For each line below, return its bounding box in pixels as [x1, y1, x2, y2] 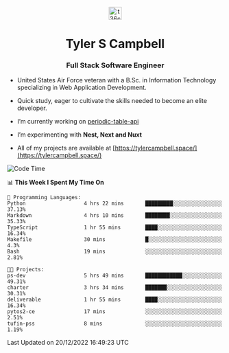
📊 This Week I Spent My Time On [7, 179, 104, 187]
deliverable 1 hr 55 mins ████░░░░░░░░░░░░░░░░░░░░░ [7, 296, 223, 304]
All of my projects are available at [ [16, 144, 115, 152]
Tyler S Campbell [65, 36, 165, 52]
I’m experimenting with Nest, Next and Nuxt [16, 130, 143, 139]
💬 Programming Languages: [7, 194, 81, 201]
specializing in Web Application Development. [16, 83, 147, 92]
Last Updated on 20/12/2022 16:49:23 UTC [7, 339, 129, 347]
